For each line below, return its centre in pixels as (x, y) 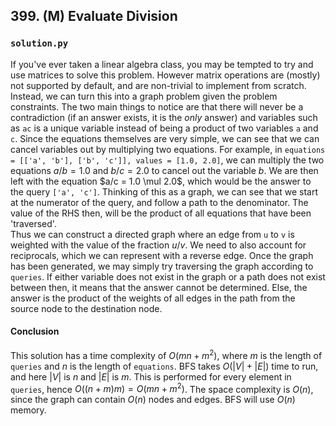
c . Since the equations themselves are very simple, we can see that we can (165, 138)
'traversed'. (33, 223)
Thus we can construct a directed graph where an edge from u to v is (152, 234)
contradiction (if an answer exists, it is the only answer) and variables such (164, 117)
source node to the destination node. (86, 308)
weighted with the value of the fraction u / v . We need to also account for (158, 245)
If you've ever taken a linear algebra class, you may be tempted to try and (162, 64)
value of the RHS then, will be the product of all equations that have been (161, 213)
